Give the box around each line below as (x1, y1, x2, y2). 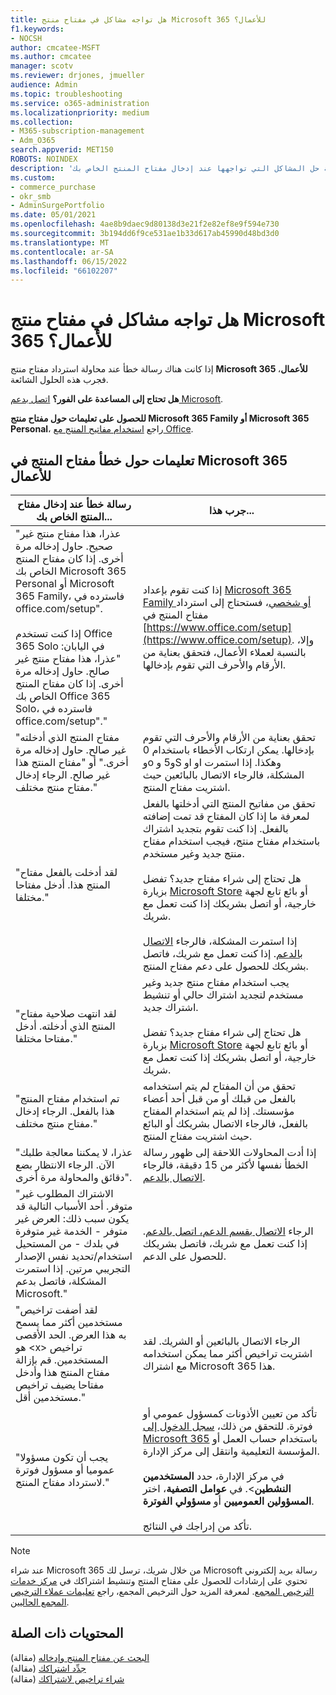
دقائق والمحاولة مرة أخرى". (15, 1171, 133, 1184)
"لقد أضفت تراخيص (15, 1303, 98, 1316)
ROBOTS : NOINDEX (10, 154, 78, 164)
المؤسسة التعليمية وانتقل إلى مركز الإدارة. (142, 1444, 320, 1458)
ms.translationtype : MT (10, 237, 110, 248)
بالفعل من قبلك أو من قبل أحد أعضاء (142, 1092, 297, 1105)
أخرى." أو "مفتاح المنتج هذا (15, 756, 129, 769)
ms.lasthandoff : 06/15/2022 (10, 256, 128, 266)
